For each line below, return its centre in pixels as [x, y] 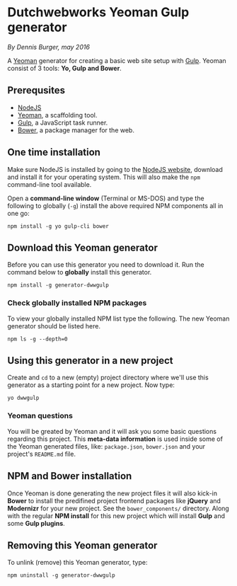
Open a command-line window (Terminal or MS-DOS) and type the [106, 198]
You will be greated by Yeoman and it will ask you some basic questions [112, 431]
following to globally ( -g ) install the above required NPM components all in [115, 205]
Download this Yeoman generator [82, 247]
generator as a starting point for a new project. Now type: [91, 385]
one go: [18, 213]
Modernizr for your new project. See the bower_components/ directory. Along [118, 508]
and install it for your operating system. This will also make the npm [104, 177]
